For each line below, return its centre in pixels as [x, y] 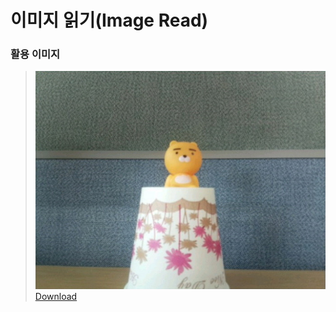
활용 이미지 [35, 54]
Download [56, 296]
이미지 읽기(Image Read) [109, 20]
